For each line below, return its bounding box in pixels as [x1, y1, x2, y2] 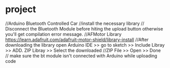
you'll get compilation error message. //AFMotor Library [5, 31, 122, 37]
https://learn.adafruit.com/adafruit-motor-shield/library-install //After [5, 37, 149, 43]
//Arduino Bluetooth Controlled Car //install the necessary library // [5, 20, 145, 26]
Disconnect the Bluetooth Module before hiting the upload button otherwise [5, 25, 163, 31]
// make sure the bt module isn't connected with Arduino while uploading [5, 52, 157, 59]
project [5, 4, 37, 15]
